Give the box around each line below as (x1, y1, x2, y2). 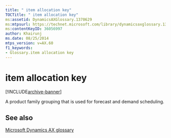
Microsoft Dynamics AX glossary (5, 127, 74, 133)
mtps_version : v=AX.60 (5, 41, 53, 46)
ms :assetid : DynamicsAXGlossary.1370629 (5, 17, 93, 22)
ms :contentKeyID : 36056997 (5, 26, 63, 32)
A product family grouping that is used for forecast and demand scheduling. (5, 99, 164, 105)
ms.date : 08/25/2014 (5, 36, 49, 41)
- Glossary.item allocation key (5, 50, 74, 55)
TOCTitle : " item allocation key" (5, 12, 79, 17)
